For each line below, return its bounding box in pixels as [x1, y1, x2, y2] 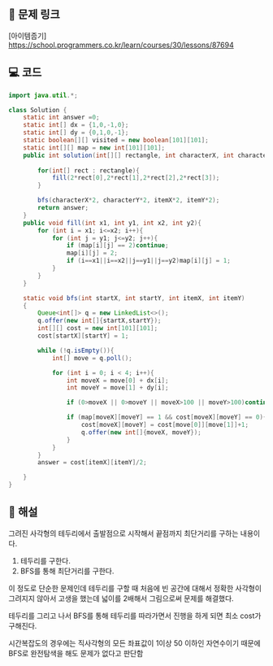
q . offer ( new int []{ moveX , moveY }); [80, 428, 201, 437]
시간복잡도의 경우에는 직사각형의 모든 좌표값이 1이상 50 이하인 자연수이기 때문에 [8, 638, 262, 648]
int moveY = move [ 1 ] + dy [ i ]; [66, 384, 169, 392]
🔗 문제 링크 [8, 7, 61, 22]
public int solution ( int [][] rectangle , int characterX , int [23, 151, 234, 159]
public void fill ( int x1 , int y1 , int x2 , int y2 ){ [23, 219, 201, 227]
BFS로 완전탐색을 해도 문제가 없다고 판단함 [8, 648, 144, 658]
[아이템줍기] [8, 31, 47, 41]
